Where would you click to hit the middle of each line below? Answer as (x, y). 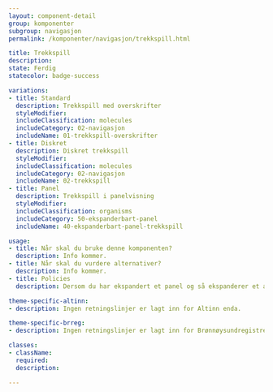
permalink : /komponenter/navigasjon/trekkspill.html (100, 39)
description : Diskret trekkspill (72, 151)
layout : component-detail (52, 16)
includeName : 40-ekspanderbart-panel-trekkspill (100, 226)
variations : (28, 90)
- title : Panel (34, 189)
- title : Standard (39, 98)
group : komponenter (41, 24)
